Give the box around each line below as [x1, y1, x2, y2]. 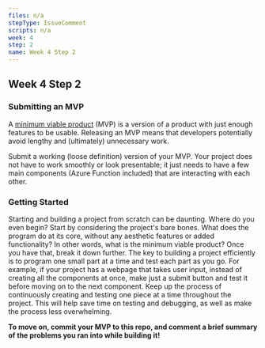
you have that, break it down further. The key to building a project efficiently [8, 248, 256, 257]
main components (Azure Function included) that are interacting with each [8, 168, 251, 178]
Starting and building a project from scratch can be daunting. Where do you [8, 214, 255, 224]
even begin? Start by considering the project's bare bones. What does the [8, 222, 249, 232]
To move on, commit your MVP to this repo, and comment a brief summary [8, 322, 258, 331]
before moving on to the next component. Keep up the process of [8, 282, 222, 291]
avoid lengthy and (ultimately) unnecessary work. [8, 136, 169, 146]
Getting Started [8, 196, 69, 207]
